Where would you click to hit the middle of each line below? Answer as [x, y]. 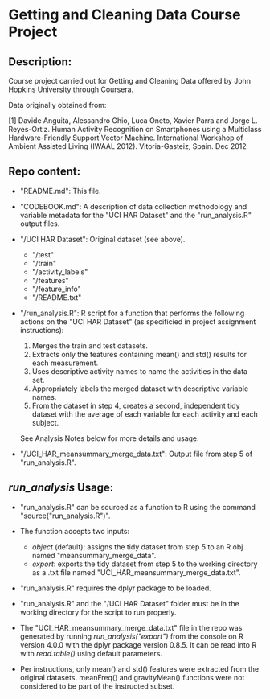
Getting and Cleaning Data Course [125, 15]
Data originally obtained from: [57, 105]
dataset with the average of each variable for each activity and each [145, 414]
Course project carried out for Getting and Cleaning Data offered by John [130, 81]
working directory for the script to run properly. [98, 612]
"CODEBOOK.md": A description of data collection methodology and [133, 206]
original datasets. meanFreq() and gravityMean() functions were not [132, 677]
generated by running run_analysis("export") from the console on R [131, 636]
